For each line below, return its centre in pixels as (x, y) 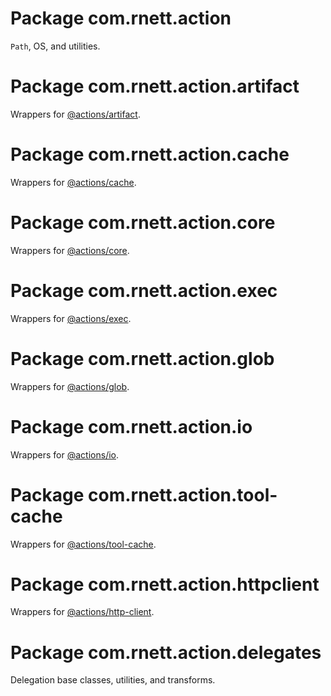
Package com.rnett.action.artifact (155, 86)
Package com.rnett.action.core (143, 223)
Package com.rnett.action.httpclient (165, 584)
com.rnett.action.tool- (183, 494)
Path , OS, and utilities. (55, 46)
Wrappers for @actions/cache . (73, 182)
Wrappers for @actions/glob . (70, 386)
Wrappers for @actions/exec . (71, 318)
